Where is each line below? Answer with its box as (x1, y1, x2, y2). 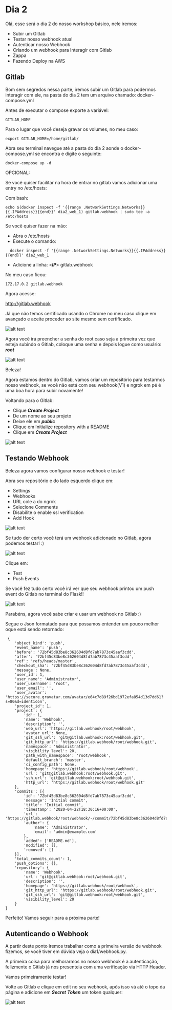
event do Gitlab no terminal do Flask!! (5, 590, 84, 597)
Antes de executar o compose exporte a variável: (5, 107, 109, 113)
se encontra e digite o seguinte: (35, 150, 102, 157)
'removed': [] (24, 847, 54, 852)
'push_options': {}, (14, 861, 58, 866)
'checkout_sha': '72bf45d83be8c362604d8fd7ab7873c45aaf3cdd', (14, 663, 150, 668)
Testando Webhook (5, 454, 69, 463)
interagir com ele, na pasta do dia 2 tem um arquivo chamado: (5, 91, 137, 98)
